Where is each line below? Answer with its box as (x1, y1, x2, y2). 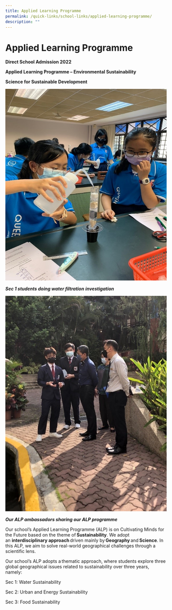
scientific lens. (5, 548, 36, 555)
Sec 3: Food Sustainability (5, 599, 60, 605)
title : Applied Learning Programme (5, 8, 81, 13)
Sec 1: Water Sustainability (5, 579, 61, 585)
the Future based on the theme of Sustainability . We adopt (5, 532, 130, 538)
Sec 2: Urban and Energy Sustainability (5, 589, 88, 595)
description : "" (5, 19, 40, 24)
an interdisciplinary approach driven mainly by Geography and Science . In (5, 537, 164, 544)
